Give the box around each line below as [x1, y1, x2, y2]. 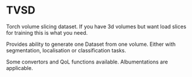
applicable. [6, 64, 33, 71]
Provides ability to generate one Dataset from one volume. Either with [6, 41, 176, 48]
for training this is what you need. [6, 29, 88, 36]
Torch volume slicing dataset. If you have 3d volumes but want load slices [6, 23, 187, 30]
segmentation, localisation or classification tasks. [6, 46, 126, 53]
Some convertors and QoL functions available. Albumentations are [6, 58, 168, 65]
